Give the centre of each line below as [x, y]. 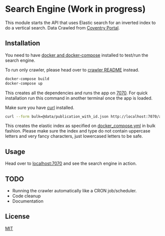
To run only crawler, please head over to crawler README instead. [72, 70]
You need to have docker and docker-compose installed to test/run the [77, 55]
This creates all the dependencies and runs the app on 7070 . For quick [77, 93]
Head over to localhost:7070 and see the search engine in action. [71, 163]
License [17, 217]
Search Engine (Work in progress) [75, 9]
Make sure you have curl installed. [40, 107]
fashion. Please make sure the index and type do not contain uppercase [78, 131]
